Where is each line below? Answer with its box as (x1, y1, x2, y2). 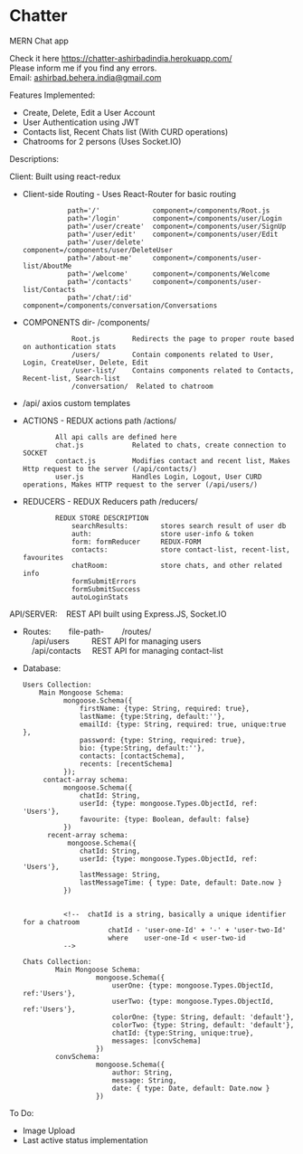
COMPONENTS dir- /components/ (22, 317, 150, 327)
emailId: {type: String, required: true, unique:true (80, 720, 287, 729)
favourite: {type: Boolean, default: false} (80, 815, 251, 824)
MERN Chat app (9, 35, 70, 46)
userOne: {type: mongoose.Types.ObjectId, (111, 980, 274, 990)
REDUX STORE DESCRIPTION (55, 513, 149, 523)
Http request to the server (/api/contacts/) (22, 464, 197, 473)
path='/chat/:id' (67, 293, 133, 302)
